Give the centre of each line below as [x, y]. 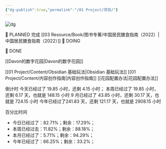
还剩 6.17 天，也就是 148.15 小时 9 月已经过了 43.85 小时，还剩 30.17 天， [80, 95]
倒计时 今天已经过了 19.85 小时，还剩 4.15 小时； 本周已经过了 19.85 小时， [82, 89]
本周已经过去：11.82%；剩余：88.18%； [53, 129]
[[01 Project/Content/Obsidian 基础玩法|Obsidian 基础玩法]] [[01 [70, 72]
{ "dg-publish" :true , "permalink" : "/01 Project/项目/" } [62, 10]
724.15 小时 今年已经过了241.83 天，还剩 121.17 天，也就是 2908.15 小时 [88, 101]
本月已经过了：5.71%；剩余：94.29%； [53, 135]
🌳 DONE [13, 51]
